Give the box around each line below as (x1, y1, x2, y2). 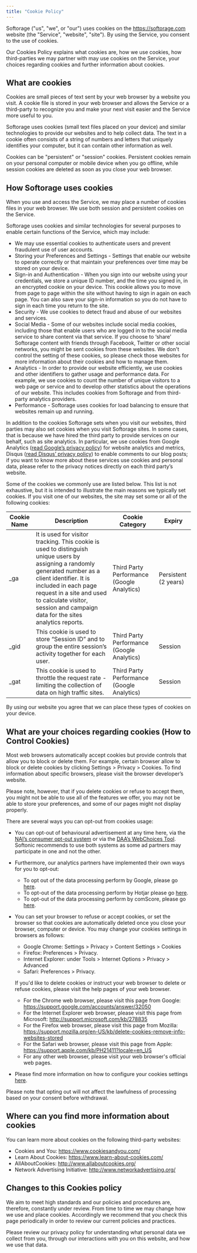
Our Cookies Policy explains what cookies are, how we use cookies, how (6, 48, 182, 56)
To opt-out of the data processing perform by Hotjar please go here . (23, 889, 189, 897)
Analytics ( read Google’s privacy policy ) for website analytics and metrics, (6, 444, 185, 451)
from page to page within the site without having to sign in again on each (14, 290, 191, 297)
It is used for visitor (36, 530, 89, 539)
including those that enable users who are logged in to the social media (14, 327, 188, 334)
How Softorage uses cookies (6, 183, 113, 193)
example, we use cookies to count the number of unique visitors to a (14, 377, 181, 384)
